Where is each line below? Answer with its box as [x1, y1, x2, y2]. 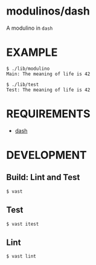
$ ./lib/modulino [6, 65, 50, 72]
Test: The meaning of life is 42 [6, 87, 91, 93]
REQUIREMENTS [6, 107, 91, 121]
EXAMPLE [6, 45, 58, 59]
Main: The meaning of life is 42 [6, 71, 91, 77]
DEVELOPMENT [6, 149, 88, 162]
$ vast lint [6, 253, 36, 260]
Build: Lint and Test [6, 172, 80, 183]
